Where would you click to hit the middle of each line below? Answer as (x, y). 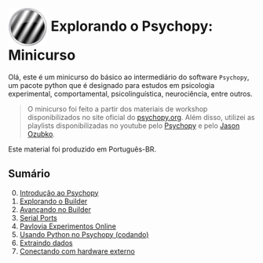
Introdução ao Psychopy (59, 192)
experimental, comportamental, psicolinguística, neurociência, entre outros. (130, 93)
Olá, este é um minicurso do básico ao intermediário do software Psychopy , (129, 77)
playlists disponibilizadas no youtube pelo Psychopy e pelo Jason (133, 126)
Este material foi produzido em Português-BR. (82, 149)
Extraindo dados (46, 243)
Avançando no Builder (55, 209)
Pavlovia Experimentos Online (68, 226)
